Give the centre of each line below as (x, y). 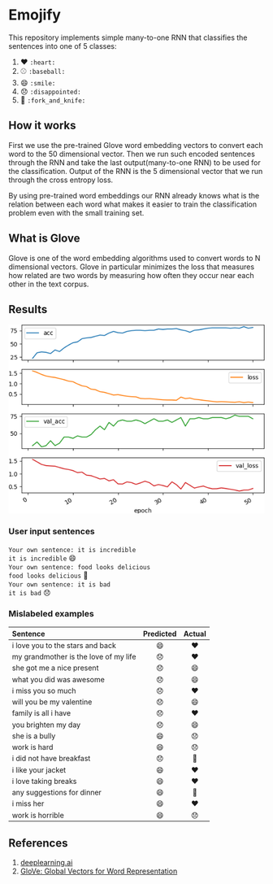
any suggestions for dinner (56, 793)
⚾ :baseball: (43, 71)
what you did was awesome (58, 679)
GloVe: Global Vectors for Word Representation (99, 871)
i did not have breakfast (51, 759)
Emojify (35, 15)
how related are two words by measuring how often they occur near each (131, 275)
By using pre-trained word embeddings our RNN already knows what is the (134, 195)
